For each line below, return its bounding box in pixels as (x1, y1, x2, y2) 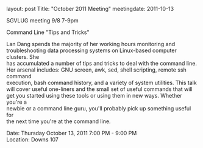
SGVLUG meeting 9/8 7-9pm (6, 17, 79, 24)
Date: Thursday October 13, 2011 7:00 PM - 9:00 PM (6, 130, 137, 136)
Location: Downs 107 (6, 136, 59, 143)
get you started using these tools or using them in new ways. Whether (6, 92, 183, 99)
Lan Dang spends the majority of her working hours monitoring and (6, 41, 176, 47)
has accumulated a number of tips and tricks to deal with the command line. (6, 60, 197, 67)
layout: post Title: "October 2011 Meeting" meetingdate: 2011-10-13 (6, 5, 174, 12)
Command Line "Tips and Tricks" (6, 29, 90, 36)
